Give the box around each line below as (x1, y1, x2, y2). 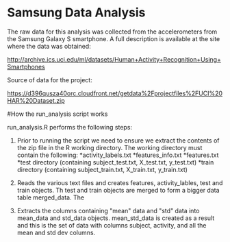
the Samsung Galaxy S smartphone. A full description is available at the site (7, 34, 220, 43)
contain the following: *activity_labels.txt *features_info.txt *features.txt (16, 151, 219, 159)
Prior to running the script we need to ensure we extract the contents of (16, 136, 220, 145)
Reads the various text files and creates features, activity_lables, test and (16, 178, 223, 186)
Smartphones (7, 62, 46, 71)
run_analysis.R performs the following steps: (7, 123, 132, 131)
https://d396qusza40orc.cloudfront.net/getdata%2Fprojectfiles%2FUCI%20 (7, 89, 223, 97)
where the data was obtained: (7, 42, 91, 50)
